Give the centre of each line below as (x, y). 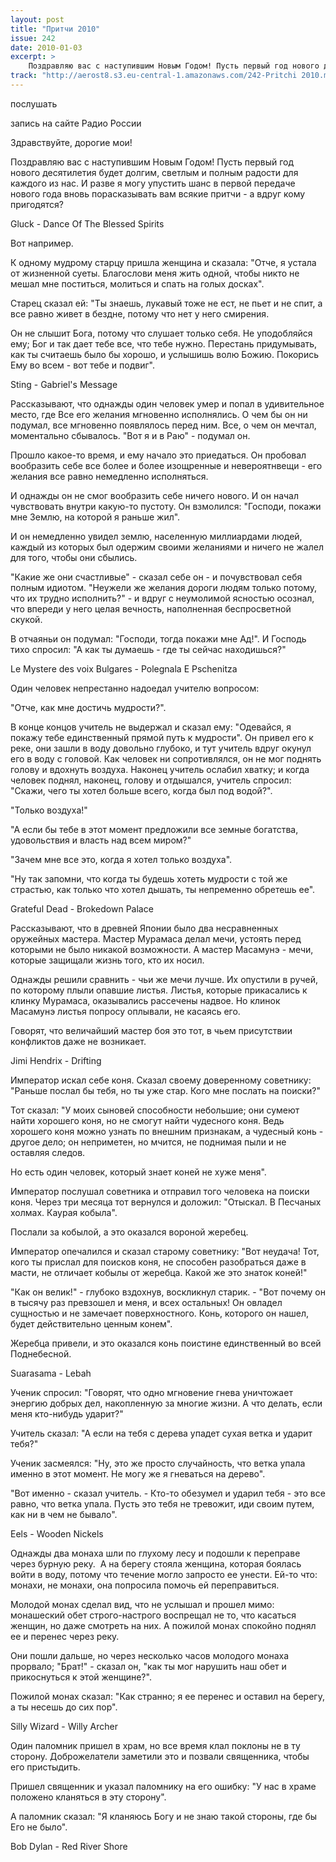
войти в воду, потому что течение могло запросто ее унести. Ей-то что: (164, 1574)
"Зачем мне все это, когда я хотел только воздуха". (121, 859)
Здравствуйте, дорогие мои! (71, 142)
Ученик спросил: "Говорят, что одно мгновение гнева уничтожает (151, 1392)
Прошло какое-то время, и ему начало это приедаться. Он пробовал (158, 455)
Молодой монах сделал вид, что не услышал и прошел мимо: (142, 1604)
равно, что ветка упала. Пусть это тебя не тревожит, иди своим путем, (162, 1503)
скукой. (26, 619)
